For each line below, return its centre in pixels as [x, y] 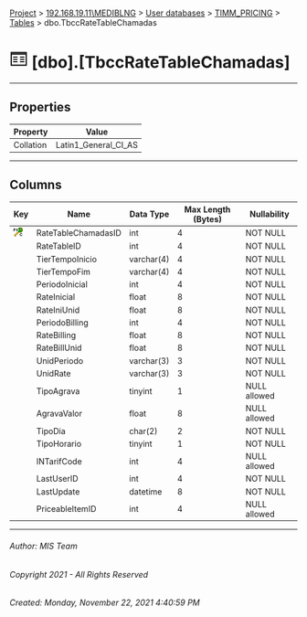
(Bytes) [207, 218]
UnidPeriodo [60, 360]
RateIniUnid [58, 310]
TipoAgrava [58, 391]
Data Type [149, 214]
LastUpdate [58, 491]
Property [31, 132]
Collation [30, 145]
